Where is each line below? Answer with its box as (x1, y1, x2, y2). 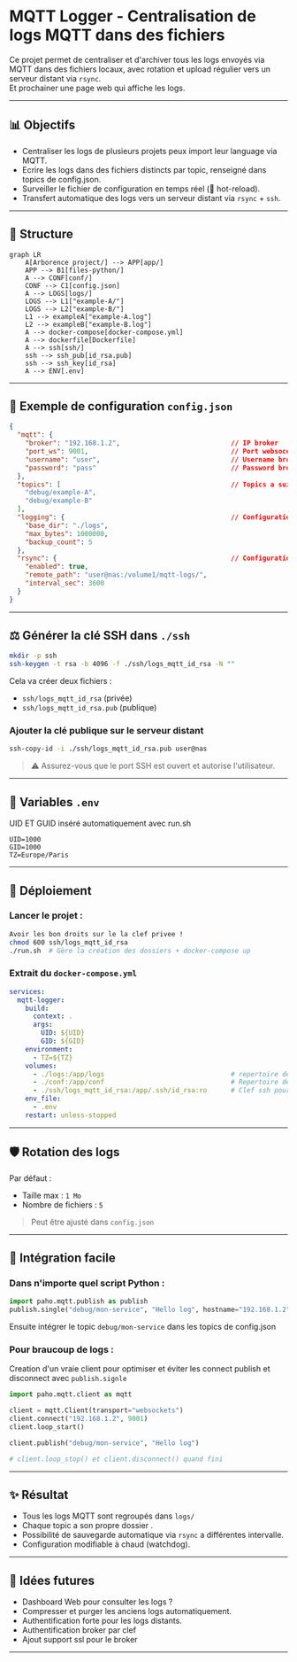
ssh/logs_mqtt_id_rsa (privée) (21, 693, 133, 703)
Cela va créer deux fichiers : (9, 676, 112, 687)
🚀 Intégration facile (9, 1250, 117, 1265)
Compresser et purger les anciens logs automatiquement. (21, 1606, 232, 1617)
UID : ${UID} (41, 1029, 86, 1037)
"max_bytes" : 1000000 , (25, 529, 109, 538)
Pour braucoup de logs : (9, 1343, 114, 1355)
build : (25, 1004, 49, 1013)
